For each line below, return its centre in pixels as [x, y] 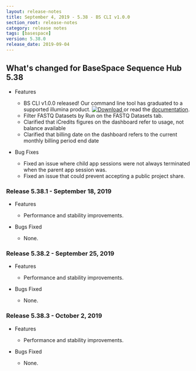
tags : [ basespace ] [29, 34]
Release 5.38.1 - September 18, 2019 [59, 191]
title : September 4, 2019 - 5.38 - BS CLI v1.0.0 [68, 17]
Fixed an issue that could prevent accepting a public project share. [104, 176]
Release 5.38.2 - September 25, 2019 [60, 253]
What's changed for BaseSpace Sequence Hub [94, 68]
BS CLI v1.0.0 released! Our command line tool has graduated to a [103, 103]
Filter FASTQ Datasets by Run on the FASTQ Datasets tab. [93, 115]
